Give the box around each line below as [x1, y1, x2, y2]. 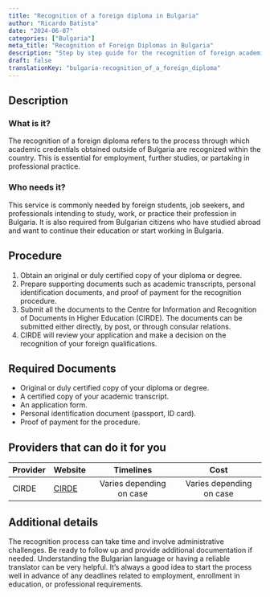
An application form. [19, 400, 88, 410]
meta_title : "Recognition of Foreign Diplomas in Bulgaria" [8, 42, 215, 50]
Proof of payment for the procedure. [19, 417, 141, 427]
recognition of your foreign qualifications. [19, 338, 157, 348]
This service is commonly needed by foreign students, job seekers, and [8, 200, 245, 210]
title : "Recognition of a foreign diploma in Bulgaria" [8, 11, 199, 20]
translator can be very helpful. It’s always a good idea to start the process [8, 562, 252, 571]
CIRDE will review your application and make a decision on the [19, 330, 227, 340]
